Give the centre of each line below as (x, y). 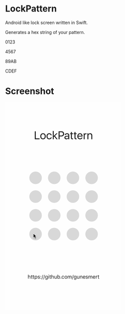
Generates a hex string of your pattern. (45, 32)
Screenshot (30, 91)
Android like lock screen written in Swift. (47, 22)
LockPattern (31, 9)
